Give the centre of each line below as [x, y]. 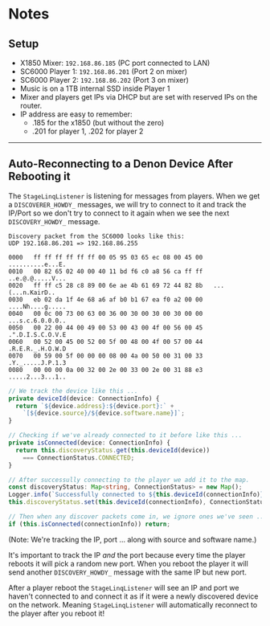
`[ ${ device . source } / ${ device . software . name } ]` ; [104, 413]
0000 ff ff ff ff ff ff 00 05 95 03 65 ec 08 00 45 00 [106, 257]
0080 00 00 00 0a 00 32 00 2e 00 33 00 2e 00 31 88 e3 [106, 370]
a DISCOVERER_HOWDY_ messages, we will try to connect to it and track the [127, 204]
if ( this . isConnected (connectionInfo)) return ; [90, 524]
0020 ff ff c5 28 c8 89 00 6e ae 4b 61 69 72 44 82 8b [106, 285]
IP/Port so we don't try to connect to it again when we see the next [119, 213]
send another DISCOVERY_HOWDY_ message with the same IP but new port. [128, 572]
